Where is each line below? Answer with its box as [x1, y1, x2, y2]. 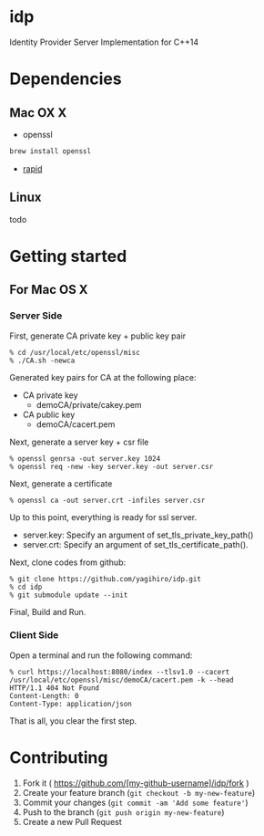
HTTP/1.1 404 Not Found [9, 683, 100, 693]
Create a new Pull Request [22, 816, 123, 827]
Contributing [9, 747, 108, 768]
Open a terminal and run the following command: [9, 650, 193, 661]
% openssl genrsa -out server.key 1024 [9, 454, 161, 463]
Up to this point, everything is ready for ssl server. [9, 511, 198, 522]
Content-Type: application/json [9, 699, 132, 708]
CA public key [22, 409, 76, 420]
